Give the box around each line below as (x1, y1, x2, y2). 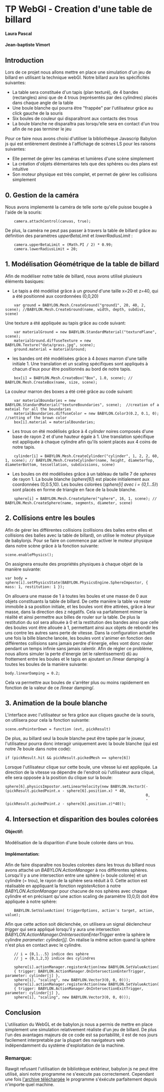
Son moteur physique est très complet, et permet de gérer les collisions (12, 171, 157, 177)
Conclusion (5, 1008, 41, 1016)
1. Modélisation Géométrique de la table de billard (5, 260, 160, 269)
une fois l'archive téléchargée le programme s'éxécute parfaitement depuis (5, 1076, 157, 1082)
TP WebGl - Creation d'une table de (5, 3, 152, 15)
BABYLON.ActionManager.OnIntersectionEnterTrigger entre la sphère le (5, 932, 150, 937)
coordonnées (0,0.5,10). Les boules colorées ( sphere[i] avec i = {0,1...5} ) (12, 481, 158, 487)
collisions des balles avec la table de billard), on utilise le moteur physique (5, 532, 155, 538)
